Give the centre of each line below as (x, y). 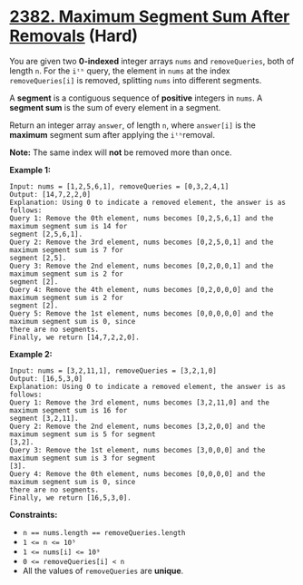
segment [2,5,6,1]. (46, 234)
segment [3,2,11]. (44, 418)
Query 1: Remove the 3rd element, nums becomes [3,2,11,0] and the (140, 402)
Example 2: (31, 354)
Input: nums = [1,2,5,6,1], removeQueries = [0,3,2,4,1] (119, 186)
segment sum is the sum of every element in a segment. (115, 107)
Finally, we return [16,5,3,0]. (70, 497)
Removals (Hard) (74, 36)
